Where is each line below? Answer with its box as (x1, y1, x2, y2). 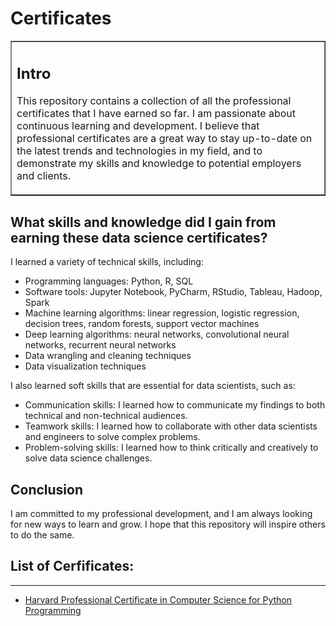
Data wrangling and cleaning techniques (24, 350, 192, 362)
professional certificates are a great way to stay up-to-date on (16, 132, 313, 146)
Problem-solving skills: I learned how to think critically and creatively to (24, 442, 319, 454)
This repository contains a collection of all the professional (16, 94, 292, 108)
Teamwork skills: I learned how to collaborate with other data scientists (24, 420, 318, 432)
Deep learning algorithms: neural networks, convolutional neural (24, 328, 290, 341)
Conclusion (10, 481, 84, 498)
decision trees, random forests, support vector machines (24, 318, 260, 330)
